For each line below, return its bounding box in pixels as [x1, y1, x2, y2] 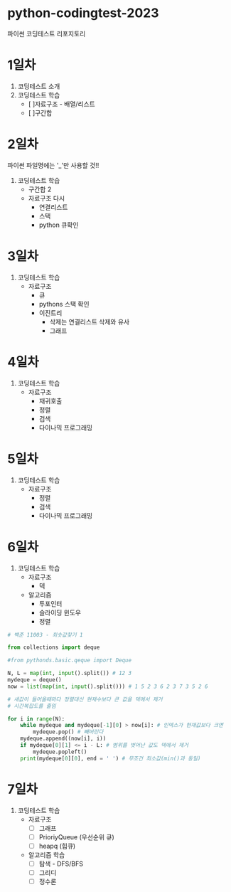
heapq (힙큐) [38, 841, 76, 850]
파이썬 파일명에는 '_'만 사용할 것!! [7, 161, 100, 169]
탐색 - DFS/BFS [38, 859, 84, 868]
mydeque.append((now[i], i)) [20, 735, 107, 743]
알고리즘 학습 [28, 850, 65, 859]
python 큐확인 [38, 221, 79, 229]
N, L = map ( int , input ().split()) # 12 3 [7, 670, 132, 677]
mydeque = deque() [7, 676, 62, 684]
